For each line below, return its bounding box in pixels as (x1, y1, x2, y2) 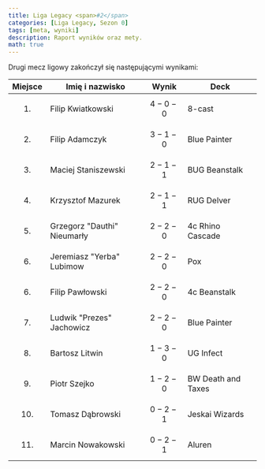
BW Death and (187, 374, 241, 385)
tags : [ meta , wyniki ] (8, 26, 80, 34)
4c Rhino (187, 221, 221, 232)
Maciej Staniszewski (50, 165, 126, 176)
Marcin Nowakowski (50, 439, 125, 450)
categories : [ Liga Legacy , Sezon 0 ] (8, 19, 129, 27)
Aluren (187, 439, 212, 450)
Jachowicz (50, 322, 91, 333)
